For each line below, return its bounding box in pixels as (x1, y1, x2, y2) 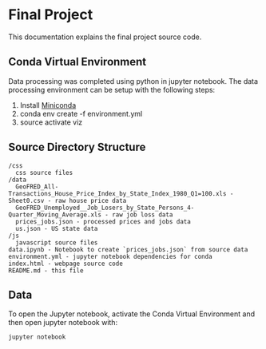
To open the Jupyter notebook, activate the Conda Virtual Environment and (8, 309, 256, 319)
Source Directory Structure (8, 141, 146, 154)
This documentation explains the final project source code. (8, 32, 202, 42)
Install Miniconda (19, 100, 77, 109)
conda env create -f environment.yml (19, 109, 143, 118)
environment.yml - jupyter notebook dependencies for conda (8, 252, 213, 260)
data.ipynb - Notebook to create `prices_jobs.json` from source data (8, 245, 248, 253)
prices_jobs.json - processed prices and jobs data (15, 217, 192, 225)
